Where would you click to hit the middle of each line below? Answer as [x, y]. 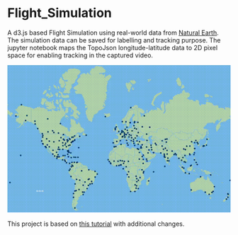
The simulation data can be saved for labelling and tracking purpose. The [114, 40]
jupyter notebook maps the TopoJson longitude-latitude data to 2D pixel [113, 47]
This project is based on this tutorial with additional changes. [96, 224]
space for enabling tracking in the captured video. [80, 55]
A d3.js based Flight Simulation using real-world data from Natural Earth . [113, 33]
